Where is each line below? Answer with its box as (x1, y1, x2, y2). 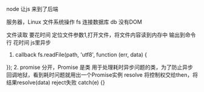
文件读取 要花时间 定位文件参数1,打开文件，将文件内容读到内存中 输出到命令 (6, 31, 196, 38)
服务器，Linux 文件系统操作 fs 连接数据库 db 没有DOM (6, 18, 142, 26)
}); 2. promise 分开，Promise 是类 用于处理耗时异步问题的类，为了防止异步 (6, 63, 194, 71)
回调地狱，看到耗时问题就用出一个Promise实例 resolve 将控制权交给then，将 (6, 71, 198, 78)
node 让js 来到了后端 (6, 5, 59, 12)
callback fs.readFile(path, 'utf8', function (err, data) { (15, 51, 147, 58)
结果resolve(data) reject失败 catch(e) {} (6, 79, 105, 86)
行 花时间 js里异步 (6, 39, 51, 46)
